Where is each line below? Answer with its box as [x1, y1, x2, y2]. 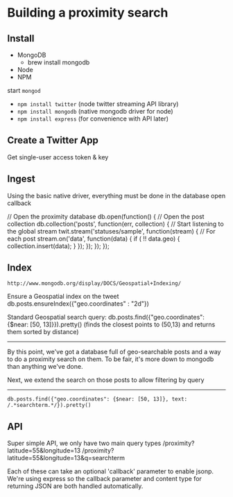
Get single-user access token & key [7, 152, 109, 161]
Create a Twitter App [7, 134, 98, 146]
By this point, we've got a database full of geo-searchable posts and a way [7, 348, 221, 356]
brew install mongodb [27, 58, 90, 67]
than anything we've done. [7, 363, 83, 371]
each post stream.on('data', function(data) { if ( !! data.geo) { [7, 234, 180, 243]
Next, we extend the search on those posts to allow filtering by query [7, 376, 205, 384]
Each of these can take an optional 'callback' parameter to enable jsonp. [7, 467, 214, 476]
